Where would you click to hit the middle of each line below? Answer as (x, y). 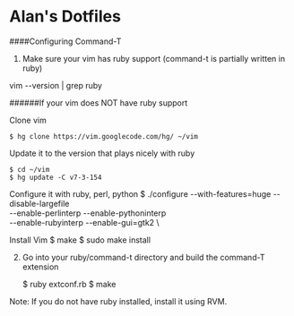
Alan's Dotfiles (65, 17)
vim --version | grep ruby (56, 85)
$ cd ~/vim (30, 169)
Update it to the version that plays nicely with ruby (102, 153)
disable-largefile (39, 203)
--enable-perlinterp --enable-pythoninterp (88, 213)
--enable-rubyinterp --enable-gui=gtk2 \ (84, 222)
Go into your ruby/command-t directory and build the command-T (144, 257)
